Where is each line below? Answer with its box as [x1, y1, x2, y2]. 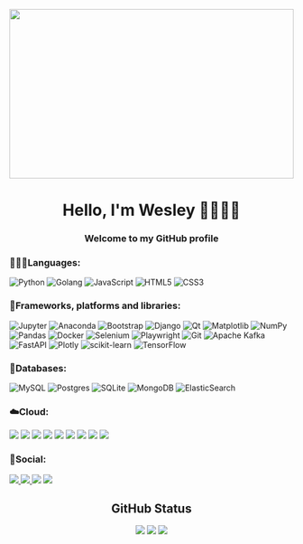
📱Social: [9, 453, 47, 465]
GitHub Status [111, 501, 192, 516]
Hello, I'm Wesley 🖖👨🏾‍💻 [62, 200, 241, 220]
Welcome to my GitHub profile [84, 232, 219, 245]
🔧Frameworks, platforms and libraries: [9, 299, 181, 312]
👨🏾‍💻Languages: [9, 257, 81, 269]
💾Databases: [9, 361, 68, 374]
